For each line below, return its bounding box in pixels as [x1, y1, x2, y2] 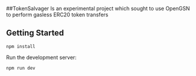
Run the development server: [6, 54, 77, 61]
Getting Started [6, 28, 64, 38]
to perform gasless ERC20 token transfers [6, 11, 109, 18]
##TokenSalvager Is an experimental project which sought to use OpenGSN [6, 5, 190, 12]
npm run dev [6, 65, 35, 71]
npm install [6, 43, 35, 49]
